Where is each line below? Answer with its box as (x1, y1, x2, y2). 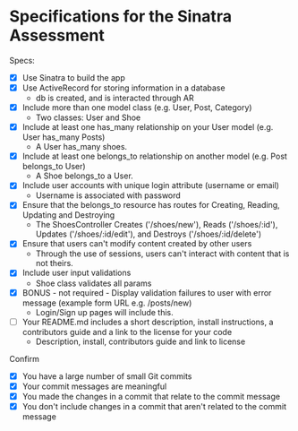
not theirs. (35, 258, 73, 269)
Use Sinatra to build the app (21, 72, 125, 82)
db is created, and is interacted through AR (35, 92, 194, 104)
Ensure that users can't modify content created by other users (21, 238, 252, 249)
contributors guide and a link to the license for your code (21, 326, 233, 337)
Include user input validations (21, 267, 132, 279)
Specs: (9, 55, 36, 65)
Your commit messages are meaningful (21, 381, 167, 392)
